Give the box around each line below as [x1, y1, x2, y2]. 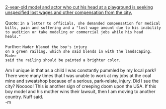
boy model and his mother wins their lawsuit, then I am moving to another [5, 89, 156, 94]
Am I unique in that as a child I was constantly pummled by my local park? [5, 67, 157, 73]
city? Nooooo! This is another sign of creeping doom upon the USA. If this [5, 83, 157, 89]
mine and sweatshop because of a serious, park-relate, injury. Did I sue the [5, 78, 159, 84]
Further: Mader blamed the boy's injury [5, 44, 87, 49]
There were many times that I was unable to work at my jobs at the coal [5, 73, 152, 79]
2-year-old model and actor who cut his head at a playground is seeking [5, 4, 153, 10]
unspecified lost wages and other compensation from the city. [5, 9, 133, 15]
